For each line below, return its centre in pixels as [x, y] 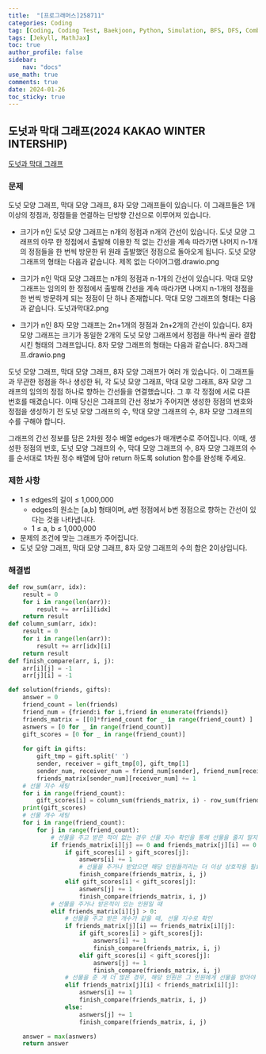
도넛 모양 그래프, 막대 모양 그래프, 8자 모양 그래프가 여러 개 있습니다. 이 [118, 372]
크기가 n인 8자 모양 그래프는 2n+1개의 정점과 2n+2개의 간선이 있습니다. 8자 [136, 325]
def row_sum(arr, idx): [47, 587]
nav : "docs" [42, 67]
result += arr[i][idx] [74, 609]
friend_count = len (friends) [70, 705]
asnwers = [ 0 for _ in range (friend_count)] [97, 727]
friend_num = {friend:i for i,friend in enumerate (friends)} [125, 712]
